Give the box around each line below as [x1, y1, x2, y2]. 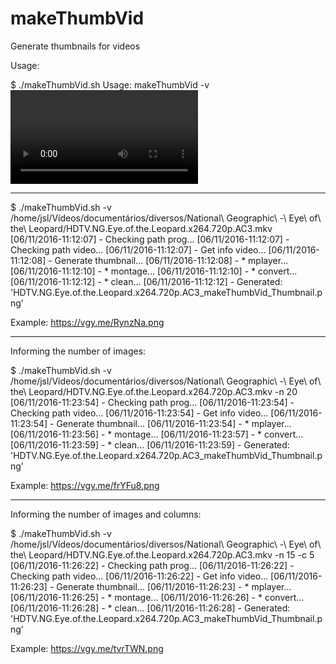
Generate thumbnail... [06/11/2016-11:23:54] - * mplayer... [56, 417, 292, 429]
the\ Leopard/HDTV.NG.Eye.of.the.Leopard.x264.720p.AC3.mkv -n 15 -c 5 [10, 548, 315, 561]
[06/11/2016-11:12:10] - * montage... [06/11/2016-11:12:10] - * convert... [10, 265, 298, 277]
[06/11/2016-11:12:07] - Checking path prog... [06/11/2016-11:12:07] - [10, 233, 290, 245]
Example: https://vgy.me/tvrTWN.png [10, 642, 164, 654]
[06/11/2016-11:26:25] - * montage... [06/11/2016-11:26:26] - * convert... [10, 591, 305, 603]
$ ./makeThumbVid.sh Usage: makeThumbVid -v [10, 78, 210, 91]
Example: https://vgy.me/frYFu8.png [10, 479, 160, 491]
